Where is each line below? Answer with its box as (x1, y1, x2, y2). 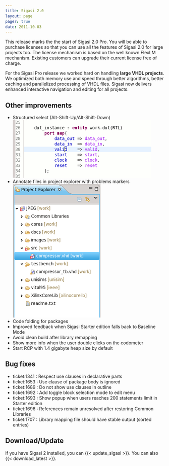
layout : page (5, 13, 33, 19)
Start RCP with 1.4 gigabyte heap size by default (12, 345, 113, 351)
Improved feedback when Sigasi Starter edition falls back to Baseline (12, 324, 156, 330)
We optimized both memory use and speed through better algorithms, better (5, 76, 164, 82)
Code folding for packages (12, 318, 69, 325)
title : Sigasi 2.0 (5, 8, 44, 13)
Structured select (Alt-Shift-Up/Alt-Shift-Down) (12, 115, 111, 121)
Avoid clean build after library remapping (12, 335, 97, 341)
